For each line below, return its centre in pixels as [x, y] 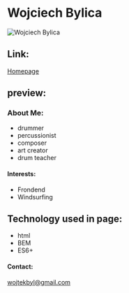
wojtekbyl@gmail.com [39, 282]
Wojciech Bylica [55, 13]
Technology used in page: [65, 219]
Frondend [31, 190]
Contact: [20, 266]
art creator [32, 150]
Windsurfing [35, 196]
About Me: [25, 113]
